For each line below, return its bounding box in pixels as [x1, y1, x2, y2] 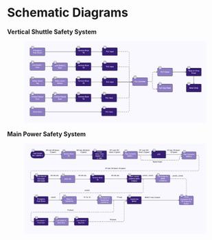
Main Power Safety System [7, 129, 86, 138]
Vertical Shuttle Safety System [7, 28, 97, 36]
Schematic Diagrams [7, 5, 128, 21]
